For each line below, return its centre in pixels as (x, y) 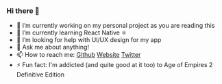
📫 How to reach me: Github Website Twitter (78, 55)
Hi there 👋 (23, 11)
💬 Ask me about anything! (53, 47)
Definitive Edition (40, 75)
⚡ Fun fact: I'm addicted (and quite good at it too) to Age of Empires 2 (114, 65)
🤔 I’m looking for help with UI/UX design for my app (89, 40)
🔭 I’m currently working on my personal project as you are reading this (115, 26)
